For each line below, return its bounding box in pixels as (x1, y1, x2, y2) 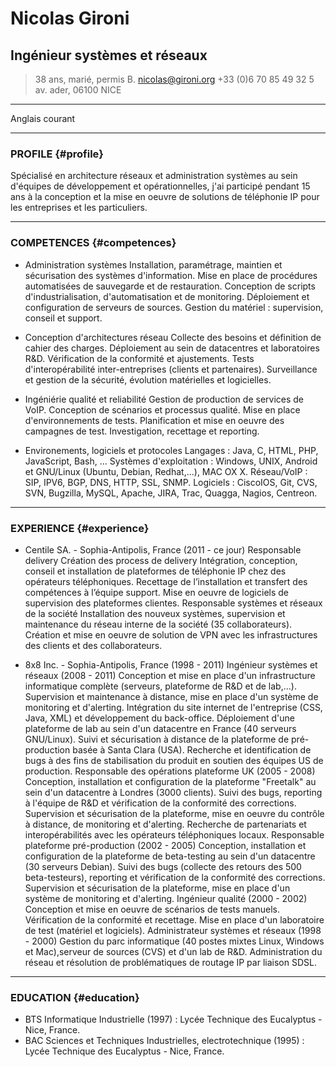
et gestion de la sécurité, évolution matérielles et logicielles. (24, 373, 272, 386)
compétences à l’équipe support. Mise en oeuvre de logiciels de (24, 586, 290, 598)
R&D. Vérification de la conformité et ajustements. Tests (24, 352, 255, 364)
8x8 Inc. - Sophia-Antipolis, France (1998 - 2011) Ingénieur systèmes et (24, 658, 318, 671)
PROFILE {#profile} (10, 147, 104, 161)
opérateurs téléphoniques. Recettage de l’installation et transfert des (24, 575, 308, 587)
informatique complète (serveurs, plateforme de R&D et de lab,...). (24, 680, 297, 692)
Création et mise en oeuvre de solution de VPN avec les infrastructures (24, 628, 318, 641)
